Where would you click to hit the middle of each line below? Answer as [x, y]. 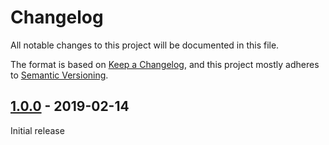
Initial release [37, 130]
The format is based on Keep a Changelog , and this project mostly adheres [165, 64]
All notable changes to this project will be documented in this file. [145, 45]
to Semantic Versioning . [59, 75]
